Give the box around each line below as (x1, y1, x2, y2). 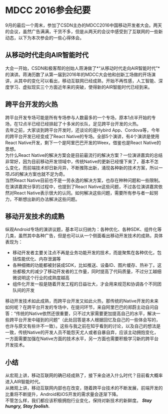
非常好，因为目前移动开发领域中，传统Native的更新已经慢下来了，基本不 (5, 158, 154, 164)
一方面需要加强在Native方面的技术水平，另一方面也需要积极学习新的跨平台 (5, 336, 159, 342)
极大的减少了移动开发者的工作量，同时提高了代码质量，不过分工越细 (21, 268, 161, 274)
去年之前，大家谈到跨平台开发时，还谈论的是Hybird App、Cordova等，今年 (5, 127, 160, 133)
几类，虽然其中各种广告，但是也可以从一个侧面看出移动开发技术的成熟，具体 (5, 233, 163, 239)
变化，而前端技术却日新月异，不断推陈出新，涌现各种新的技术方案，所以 (9, 164, 158, 171)
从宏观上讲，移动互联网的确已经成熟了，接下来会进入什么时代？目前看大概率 (5, 372, 163, 378)
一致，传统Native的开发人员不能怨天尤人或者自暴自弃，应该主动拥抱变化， (5, 330, 159, 336)
